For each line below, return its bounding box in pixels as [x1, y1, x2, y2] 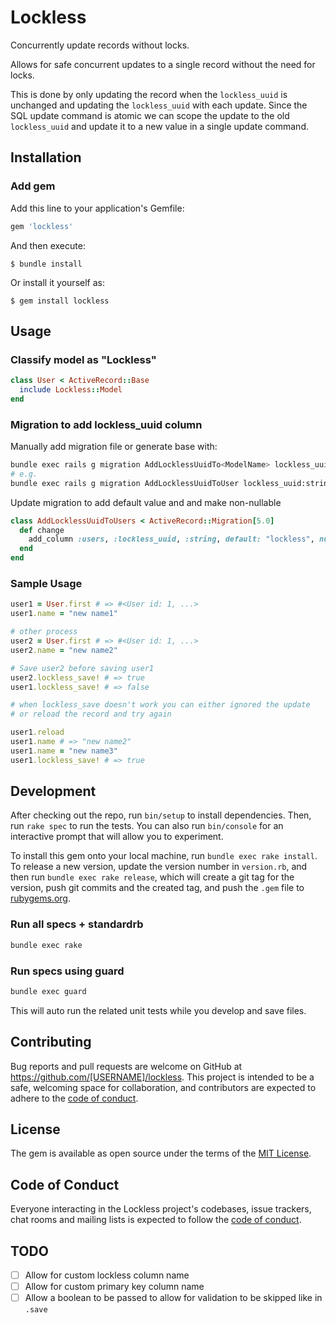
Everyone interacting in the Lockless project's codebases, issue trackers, [10, 1203, 312, 1215]
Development [10, 783, 97, 800]
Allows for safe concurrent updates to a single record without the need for [10, 58, 316, 70]
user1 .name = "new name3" [10, 746, 118, 756]
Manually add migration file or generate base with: [10, 441, 218, 453]
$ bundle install [10, 259, 83, 269]
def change [19, 525, 65, 535]
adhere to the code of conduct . [10, 1092, 139, 1104]
